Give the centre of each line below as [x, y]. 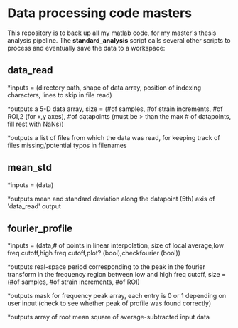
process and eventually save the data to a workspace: [86, 48]
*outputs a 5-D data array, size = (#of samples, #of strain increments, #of [115, 109]
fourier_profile [40, 228]
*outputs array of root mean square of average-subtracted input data [108, 317]
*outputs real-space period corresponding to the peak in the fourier [107, 267]
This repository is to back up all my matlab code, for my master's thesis [112, 33]
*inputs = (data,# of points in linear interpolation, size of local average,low [116, 245]
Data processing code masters [99, 13]
